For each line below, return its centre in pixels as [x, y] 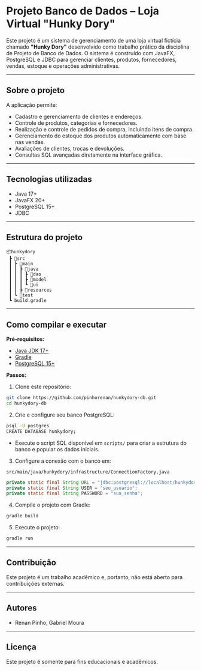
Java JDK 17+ [32, 351]
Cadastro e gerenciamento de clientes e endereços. [79, 116]
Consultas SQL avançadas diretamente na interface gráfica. [89, 155]
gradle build [22, 516]
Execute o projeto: [37, 528]
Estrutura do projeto [44, 237]
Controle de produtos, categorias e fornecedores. [76, 123]
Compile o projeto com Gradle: [53, 505]
